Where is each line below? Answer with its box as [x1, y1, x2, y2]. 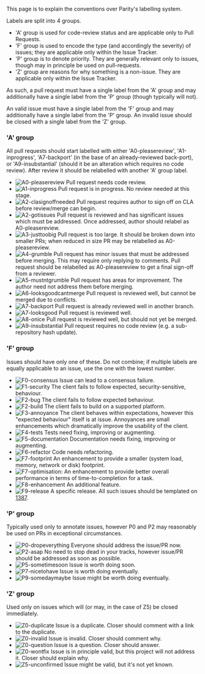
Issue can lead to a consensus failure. [59, 376, 155, 384]
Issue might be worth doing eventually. [72, 574, 170, 581]
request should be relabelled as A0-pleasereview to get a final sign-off [15, 263, 194, 271]
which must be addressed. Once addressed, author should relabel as [15, 218, 190, 225]
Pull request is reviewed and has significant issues [56, 211, 184, 219]
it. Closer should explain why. [15, 654, 90, 662]
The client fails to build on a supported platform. [44, 402, 166, 410]
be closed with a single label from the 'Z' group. [6, 118, 127, 125]
